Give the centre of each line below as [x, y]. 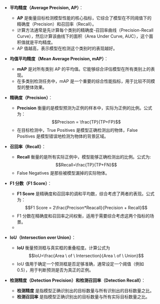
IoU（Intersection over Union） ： [43, 237]
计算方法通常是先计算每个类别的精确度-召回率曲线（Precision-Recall [85, 30]
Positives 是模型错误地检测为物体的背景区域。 [63, 136]
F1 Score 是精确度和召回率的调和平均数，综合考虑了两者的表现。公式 [86, 194]
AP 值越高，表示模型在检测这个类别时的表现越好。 [67, 48]
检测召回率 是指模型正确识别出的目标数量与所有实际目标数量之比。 [83, 297]
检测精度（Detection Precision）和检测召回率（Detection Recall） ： [78, 280]
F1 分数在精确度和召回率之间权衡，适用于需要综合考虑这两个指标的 [83, 216]
